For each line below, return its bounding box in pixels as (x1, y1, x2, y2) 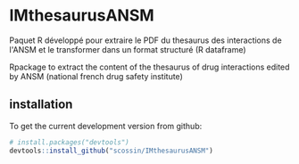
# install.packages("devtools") (9, 137, 129, 147)
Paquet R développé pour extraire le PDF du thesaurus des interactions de (9, 35, 283, 45)
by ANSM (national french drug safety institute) (9, 70, 183, 81)
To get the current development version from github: (9, 120, 203, 131)
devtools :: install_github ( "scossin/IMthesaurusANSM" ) (9, 146, 214, 155)
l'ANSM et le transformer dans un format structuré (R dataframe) (9, 44, 247, 54)
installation (9, 97, 73, 112)
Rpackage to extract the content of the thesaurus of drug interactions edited (9, 61, 290, 72)
